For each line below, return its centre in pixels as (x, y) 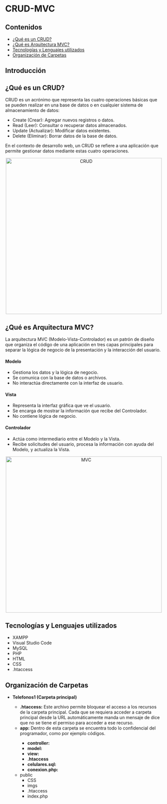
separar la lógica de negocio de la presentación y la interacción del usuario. (83, 350)
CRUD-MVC (30, 9)
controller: (38, 743)
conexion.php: (43, 770)
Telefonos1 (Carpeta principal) (45, 697)
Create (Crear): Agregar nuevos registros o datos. (63, 120)
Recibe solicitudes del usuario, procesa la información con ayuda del (83, 444)
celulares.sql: (42, 765)
